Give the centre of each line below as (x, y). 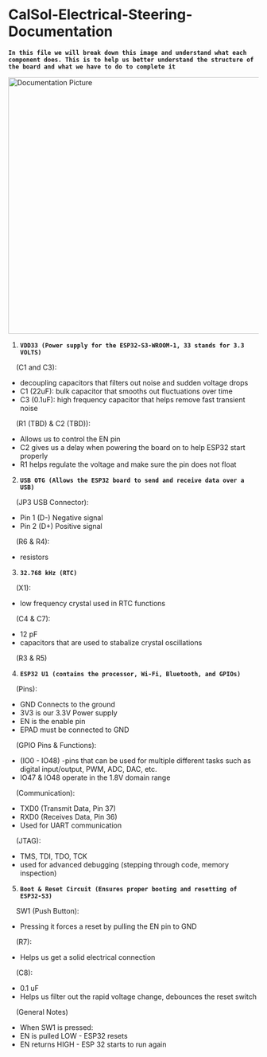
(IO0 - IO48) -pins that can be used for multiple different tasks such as (135, 760)
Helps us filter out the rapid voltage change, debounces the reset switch (138, 996)
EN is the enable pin (52, 721)
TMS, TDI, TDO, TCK (53, 856)
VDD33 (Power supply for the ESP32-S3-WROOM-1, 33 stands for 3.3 (132, 345)
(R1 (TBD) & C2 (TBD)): (53, 423)
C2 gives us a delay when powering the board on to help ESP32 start (132, 447)
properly (34, 456)
